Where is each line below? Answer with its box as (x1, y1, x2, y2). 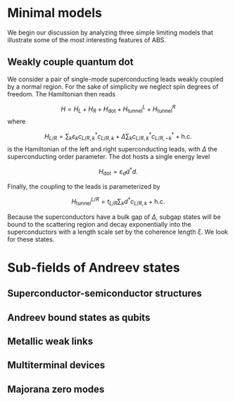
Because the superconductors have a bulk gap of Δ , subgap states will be (7, 213, 222, 221)
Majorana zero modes (7, 383, 105, 395)
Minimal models (7, 5, 103, 21)
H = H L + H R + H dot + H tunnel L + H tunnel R (61, 103, 176, 115)
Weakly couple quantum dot (7, 56, 134, 68)
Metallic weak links (7, 335, 94, 347)
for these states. (7, 234, 55, 244)
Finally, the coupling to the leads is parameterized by (7, 182, 160, 191)
